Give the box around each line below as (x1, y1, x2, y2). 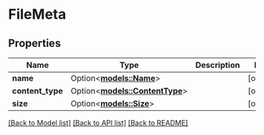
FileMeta (8, 5, 67, 23)
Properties (8, 37, 61, 50)
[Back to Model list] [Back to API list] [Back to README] (8, 119, 189, 127)
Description (195, 60, 240, 70)
